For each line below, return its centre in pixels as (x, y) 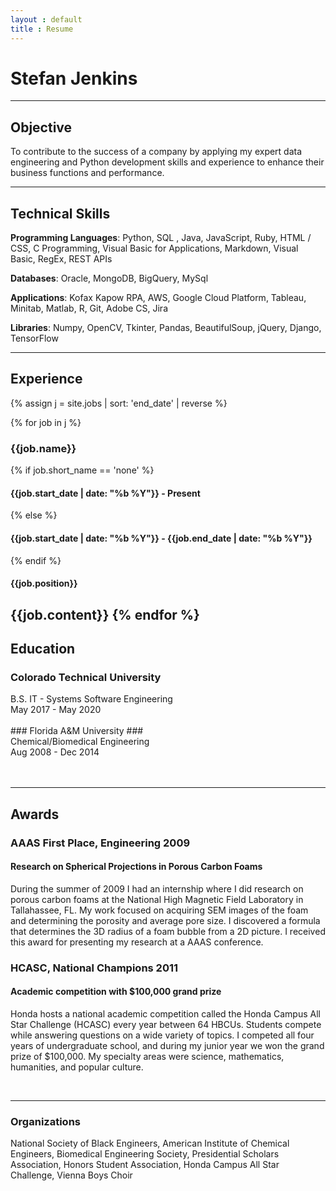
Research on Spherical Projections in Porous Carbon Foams (136, 867)
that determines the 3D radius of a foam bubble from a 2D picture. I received (168, 931)
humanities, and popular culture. (77, 1067)
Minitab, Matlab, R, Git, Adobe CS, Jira (89, 308)
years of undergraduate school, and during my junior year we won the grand (167, 1045)
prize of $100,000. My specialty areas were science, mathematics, (147, 1056)
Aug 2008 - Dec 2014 (55, 752)
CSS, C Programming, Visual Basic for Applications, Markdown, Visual (154, 248)
